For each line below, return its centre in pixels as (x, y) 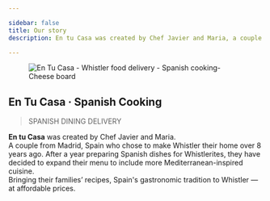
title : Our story (38, 30)
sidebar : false (34, 23)
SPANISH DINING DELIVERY (75, 121)
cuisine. (21, 171)
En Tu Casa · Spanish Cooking (85, 102)
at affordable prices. (42, 188)
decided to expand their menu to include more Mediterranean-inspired (126, 163)
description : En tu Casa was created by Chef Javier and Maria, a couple (135, 38)
